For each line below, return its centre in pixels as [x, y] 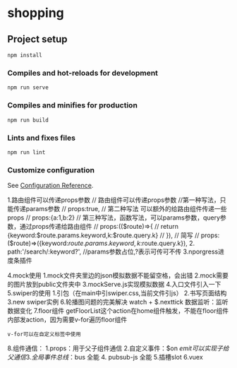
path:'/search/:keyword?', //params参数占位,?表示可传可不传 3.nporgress [113, 251]
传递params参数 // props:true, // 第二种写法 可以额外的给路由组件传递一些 [120, 209]
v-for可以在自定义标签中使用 [44, 334]
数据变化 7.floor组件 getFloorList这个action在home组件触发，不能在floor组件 [118, 311]
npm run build [28, 120]
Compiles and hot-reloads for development [83, 73]
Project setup [38, 39]
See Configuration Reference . [50, 186]
